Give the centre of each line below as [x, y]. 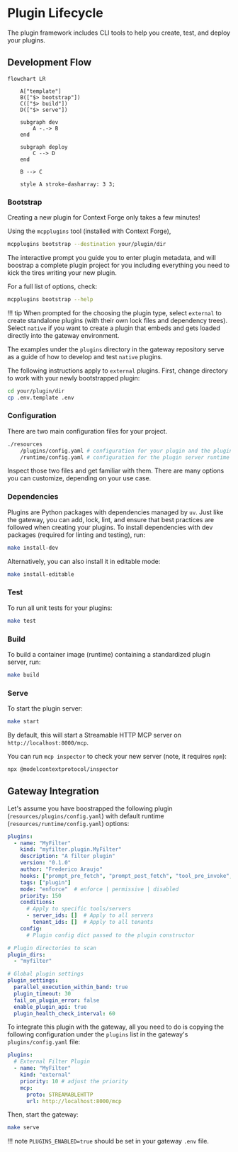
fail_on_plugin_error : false [57, 1000]
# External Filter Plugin [52, 1062]
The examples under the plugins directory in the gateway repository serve [116, 349]
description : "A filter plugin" [68, 856]
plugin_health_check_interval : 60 [64, 1013]
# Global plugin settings [45, 974]
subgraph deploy [44, 147]
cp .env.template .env [41, 397]
